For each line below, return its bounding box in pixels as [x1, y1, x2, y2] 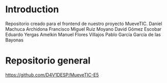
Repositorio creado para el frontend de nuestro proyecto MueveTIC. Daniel [5, 20, 162, 27]
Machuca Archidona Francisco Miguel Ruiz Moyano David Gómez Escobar [5, 26, 162, 32]
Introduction [5, 4, 59, 15]
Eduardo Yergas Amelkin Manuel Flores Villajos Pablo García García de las [5, 31, 161, 37]
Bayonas [5, 37, 24, 43]
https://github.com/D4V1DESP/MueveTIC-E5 [5, 72, 99, 78]
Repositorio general [5, 55, 91, 67]
